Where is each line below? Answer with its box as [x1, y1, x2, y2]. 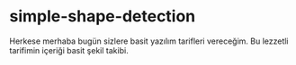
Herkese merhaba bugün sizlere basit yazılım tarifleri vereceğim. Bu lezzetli [9, 36, 290, 46]
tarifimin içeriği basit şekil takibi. [9, 45, 129, 55]
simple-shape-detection [9, 6, 196, 27]
